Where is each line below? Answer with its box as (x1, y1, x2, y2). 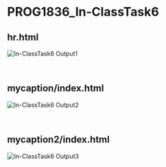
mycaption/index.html (7, 83, 104, 94)
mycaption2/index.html (7, 134, 110, 146)
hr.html (7, 31, 39, 43)
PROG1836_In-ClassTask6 (7, 4, 159, 20)
